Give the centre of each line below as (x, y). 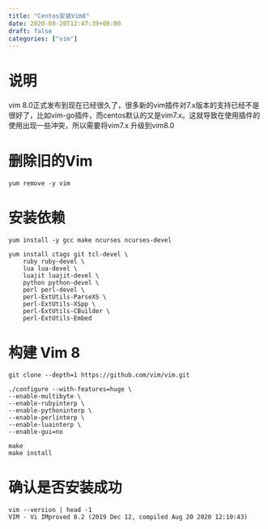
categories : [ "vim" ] (43, 39)
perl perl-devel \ (54, 290)
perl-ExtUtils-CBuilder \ (67, 312)
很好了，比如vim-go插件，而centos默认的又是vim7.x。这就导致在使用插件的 (134, 115)
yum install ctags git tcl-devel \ (68, 255)
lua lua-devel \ (51, 269)
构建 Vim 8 (45, 353)
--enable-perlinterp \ (47, 418)
